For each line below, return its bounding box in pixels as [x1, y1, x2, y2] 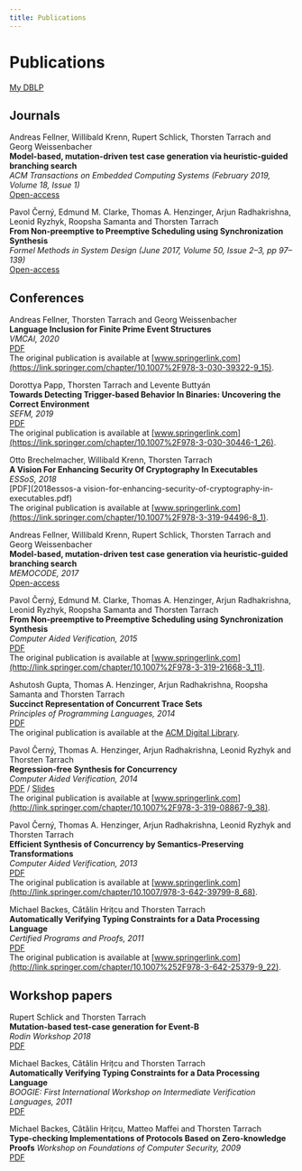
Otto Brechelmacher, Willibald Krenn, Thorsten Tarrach [9, 454, 214, 465]
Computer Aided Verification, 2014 [9, 773, 138, 784]
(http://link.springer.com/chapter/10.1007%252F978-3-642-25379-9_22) [9, 962, 279, 973]
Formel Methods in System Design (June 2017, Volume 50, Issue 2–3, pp [9, 245, 278, 256]
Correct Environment [9, 398, 90, 410]
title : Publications [9, 13, 87, 23]
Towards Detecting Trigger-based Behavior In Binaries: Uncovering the [9, 389, 281, 400]
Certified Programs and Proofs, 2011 [9, 933, 144, 944]
